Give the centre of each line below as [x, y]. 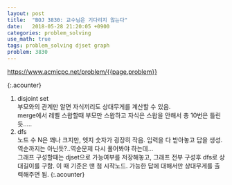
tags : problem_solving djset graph [59, 46]
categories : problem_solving [49, 33]
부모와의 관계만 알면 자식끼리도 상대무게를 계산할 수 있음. [94, 106]
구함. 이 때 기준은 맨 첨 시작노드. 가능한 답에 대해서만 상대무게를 [127, 166]
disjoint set [33, 98]
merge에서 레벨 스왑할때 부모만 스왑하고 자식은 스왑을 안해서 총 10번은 [113, 115]
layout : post [26, 13]
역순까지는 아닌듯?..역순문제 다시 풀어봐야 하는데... [85, 148]
